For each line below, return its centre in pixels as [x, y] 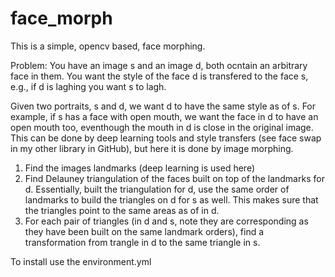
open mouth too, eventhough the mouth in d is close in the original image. [162, 127]
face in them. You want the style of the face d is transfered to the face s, [159, 76]
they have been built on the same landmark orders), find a [144, 231]
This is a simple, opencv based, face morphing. [108, 46]
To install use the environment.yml [81, 261]
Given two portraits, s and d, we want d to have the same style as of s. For [163, 106]
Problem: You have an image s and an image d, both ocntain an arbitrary [159, 65]
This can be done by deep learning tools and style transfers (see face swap [166, 138]
